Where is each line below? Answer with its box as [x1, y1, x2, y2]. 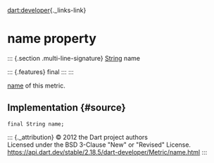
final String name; [7, 120, 65, 128]
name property [7, 31, 97, 47]
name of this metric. [7, 81, 65, 90]
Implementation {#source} [7, 102, 127, 114]
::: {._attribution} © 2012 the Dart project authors [7, 133, 148, 141]
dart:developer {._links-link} [7, 6, 87, 14]
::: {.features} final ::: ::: [7, 67, 74, 76]
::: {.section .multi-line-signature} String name [7, 54, 141, 62]
